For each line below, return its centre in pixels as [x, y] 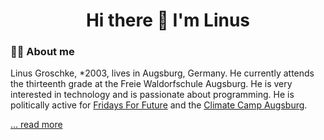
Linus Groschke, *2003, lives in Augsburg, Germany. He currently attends [162, 73]
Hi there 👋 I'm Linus [168, 20]
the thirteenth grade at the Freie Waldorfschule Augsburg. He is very [151, 84]
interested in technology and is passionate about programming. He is [152, 95]
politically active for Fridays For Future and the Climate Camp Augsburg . [159, 105]
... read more [36, 125]
